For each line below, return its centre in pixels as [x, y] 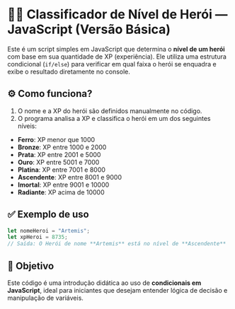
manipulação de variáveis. [45, 298]
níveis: [27, 126]
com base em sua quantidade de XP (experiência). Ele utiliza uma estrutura [117, 57]
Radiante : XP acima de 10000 [61, 192]
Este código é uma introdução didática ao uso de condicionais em [104, 283]
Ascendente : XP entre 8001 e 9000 [70, 177]
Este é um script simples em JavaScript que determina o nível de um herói [116, 49]
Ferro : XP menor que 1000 [56, 139]
